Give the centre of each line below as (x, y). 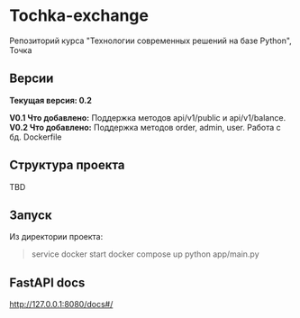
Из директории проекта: (56, 237)
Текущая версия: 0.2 (51, 100)
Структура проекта (67, 165)
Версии (32, 79)
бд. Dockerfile (36, 137)
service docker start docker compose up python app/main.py (145, 254)
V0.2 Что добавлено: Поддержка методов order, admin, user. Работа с (145, 127)
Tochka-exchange (79, 16)
